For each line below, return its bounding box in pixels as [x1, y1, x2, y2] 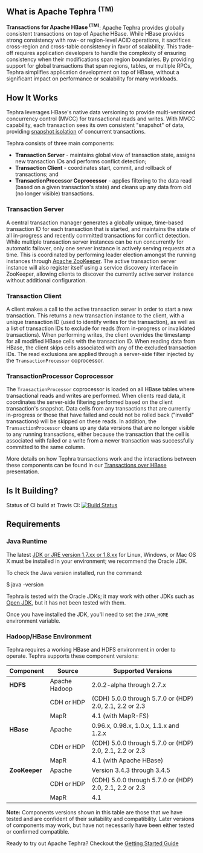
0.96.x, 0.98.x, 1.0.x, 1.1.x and [91, 721, 179, 730]
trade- [178, 43, 195, 50]
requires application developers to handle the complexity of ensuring [14, 50, 186, 57]
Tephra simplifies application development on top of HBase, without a [6, 69, 179, 76]
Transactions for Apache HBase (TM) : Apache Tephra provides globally [6, 22, 185, 31]
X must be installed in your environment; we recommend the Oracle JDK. [6, 557, 188, 565]
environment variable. [6, 617, 60, 624]
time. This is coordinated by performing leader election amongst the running [6, 251, 196, 258]
